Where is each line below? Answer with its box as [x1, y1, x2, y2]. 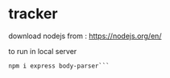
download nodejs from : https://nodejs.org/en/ [8, 31, 162, 41]
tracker [8, 5, 58, 23]
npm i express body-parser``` [8, 61, 110, 70]
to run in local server [8, 46, 77, 56]
